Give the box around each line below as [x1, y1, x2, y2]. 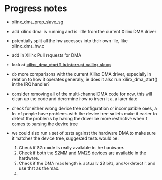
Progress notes [4, 3, 67, 14]
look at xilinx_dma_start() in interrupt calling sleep [11, 62, 111, 67]
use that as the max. [18, 165, 60, 171]
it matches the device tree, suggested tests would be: [11, 135, 119, 141]
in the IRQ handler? [11, 81, 50, 87]
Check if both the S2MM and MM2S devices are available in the [18, 150, 146, 156]
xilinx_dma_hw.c [11, 43, 45, 49]
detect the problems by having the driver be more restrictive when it [11, 115, 148, 121]
